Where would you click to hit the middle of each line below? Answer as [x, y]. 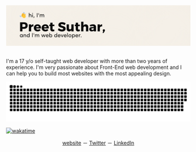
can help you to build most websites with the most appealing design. [89, 73]
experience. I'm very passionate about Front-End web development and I [94, 67]
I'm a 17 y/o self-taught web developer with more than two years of [87, 61]
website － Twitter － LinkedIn [98, 143]
